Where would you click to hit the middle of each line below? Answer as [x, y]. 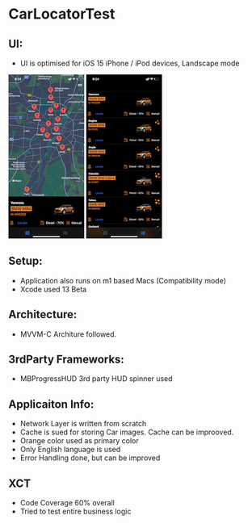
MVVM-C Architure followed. [68, 334]
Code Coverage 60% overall [67, 503]
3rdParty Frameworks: [67, 360]
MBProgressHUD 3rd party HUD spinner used [96, 379]
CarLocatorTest [62, 14]
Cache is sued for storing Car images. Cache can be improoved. [127, 432]
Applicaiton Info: [51, 404]
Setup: [25, 261]
